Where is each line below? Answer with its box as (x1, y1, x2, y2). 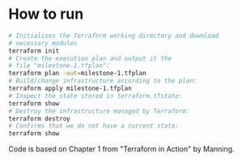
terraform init (8, 46, 60, 55)
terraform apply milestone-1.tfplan (8, 84, 132, 93)
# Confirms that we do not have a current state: (8, 122, 180, 130)
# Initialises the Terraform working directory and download (8, 32, 219, 40)
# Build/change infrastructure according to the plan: (8, 77, 197, 85)
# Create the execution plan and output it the (8, 54, 172, 62)
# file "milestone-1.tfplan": (8, 62, 111, 70)
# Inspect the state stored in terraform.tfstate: (8, 92, 183, 100)
